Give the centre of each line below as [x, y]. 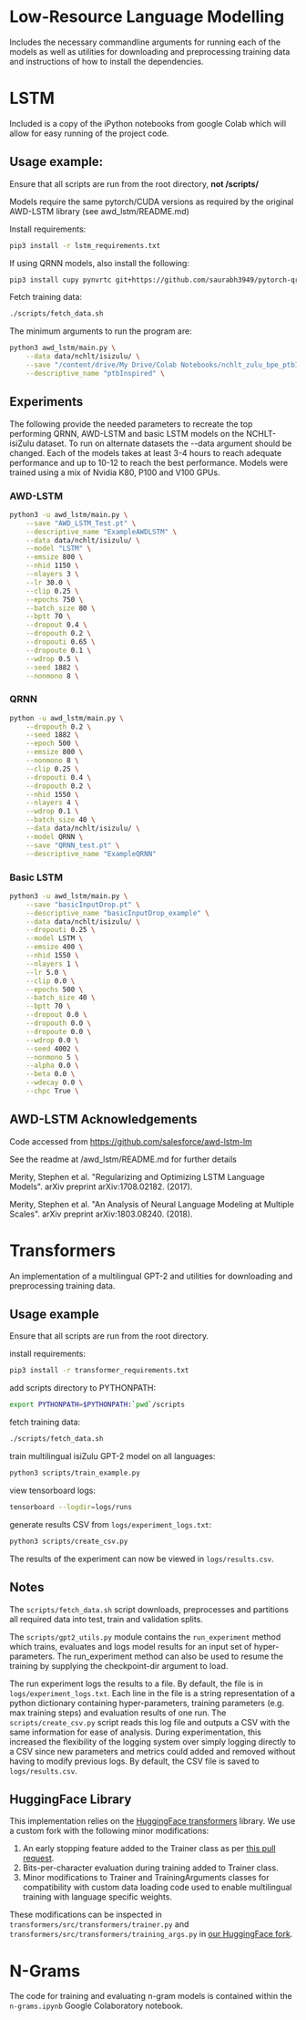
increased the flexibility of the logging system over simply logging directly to [153, 1741]
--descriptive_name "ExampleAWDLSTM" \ [102, 532]
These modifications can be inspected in [86, 1915]
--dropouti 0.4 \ [59, 777]
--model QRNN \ [55, 836]
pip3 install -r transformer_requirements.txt [99, 1371]
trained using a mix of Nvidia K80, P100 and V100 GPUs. [115, 472]
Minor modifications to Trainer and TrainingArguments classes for [146, 1878]
